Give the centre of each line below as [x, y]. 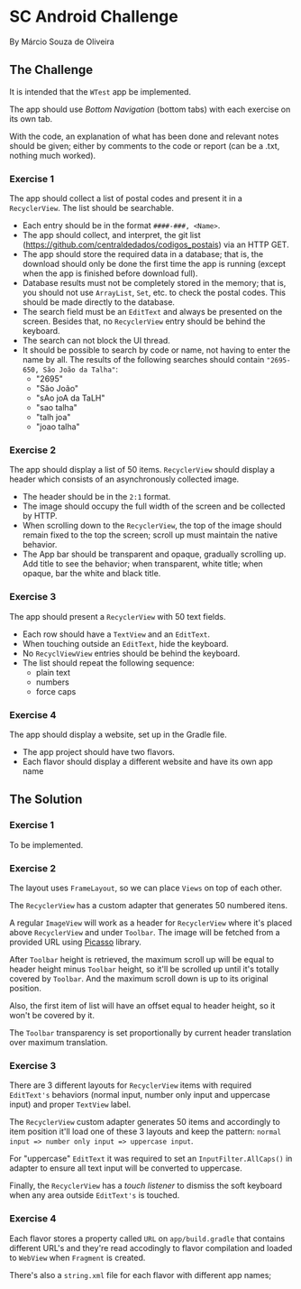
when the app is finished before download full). [110, 273]
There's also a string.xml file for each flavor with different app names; [141, 1275]
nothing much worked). [53, 155]
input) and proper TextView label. [70, 1105]
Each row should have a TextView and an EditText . [116, 634]
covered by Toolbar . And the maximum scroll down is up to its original [139, 978]
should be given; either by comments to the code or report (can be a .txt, [145, 145]
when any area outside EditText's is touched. [95, 1195]
